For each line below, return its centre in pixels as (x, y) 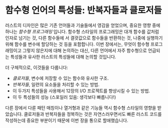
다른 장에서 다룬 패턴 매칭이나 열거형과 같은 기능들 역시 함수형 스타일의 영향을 (81, 108)
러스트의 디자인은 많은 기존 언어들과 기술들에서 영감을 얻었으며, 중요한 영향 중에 (83, 25)
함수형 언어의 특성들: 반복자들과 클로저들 (83, 10)
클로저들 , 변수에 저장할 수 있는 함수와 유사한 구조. (60, 78)
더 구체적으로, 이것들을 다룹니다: (37, 67)
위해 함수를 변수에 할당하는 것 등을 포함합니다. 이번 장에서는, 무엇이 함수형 (77, 44)
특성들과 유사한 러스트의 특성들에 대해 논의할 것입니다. (63, 56)
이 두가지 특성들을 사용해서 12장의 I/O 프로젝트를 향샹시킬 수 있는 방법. (81, 91)
